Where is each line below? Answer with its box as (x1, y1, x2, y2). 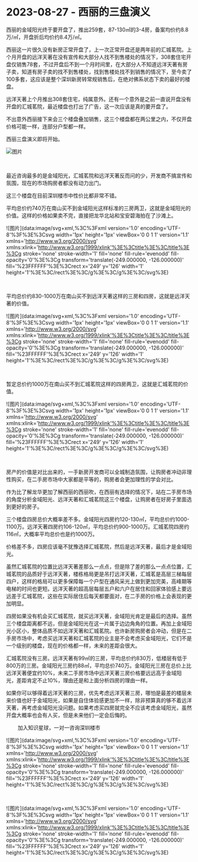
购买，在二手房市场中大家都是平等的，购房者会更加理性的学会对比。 (11, 475, 177, 482)
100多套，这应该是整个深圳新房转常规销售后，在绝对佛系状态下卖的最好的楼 (6, 75, 190, 83)
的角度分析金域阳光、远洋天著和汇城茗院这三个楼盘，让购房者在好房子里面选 (6, 495, 192, 503)
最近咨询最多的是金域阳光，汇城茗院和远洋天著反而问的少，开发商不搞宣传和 (6, 172, 192, 179)
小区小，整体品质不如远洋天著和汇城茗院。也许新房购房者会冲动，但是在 (11, 627, 187, 634)
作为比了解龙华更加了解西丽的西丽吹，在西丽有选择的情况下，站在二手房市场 (6, 488, 192, 495)
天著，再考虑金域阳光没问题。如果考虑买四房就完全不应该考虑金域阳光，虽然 (6, 704, 192, 711)
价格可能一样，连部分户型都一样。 (6, 122, 89, 130)
